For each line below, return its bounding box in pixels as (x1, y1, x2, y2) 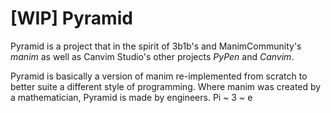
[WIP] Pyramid (10, 7, 133, 30)
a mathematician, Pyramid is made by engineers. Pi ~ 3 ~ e (10, 91, 253, 103)
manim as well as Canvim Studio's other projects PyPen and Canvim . (10, 50, 295, 62)
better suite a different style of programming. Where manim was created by (10, 80, 322, 92)
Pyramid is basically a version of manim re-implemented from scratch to (10, 70, 308, 82)
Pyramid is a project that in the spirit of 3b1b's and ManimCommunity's (10, 40, 302, 52)
